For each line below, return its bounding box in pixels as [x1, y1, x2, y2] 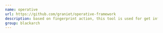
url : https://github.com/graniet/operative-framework [5, 12, 116, 16]
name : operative [5, 7, 38, 12]
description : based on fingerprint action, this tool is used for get [5, 16, 151, 21]
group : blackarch [5, 20, 40, 26]
